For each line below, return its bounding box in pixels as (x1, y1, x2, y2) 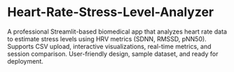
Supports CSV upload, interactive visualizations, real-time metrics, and (7, 42, 212, 50)
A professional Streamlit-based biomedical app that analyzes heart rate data (7, 27, 228, 36)
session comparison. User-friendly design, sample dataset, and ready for (7, 50, 219, 58)
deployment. (7, 57, 43, 65)
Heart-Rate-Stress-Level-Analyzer (7, 4, 214, 20)
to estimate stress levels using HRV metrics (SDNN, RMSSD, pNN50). (7, 34, 207, 43)
